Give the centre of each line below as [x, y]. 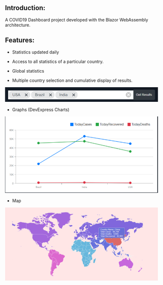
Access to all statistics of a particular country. [58, 61]
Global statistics [28, 71]
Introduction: [25, 8]
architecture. [18, 25]
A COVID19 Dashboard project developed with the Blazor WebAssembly [77, 19]
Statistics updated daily [35, 52]
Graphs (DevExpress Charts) [41, 110]
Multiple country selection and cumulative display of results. [72, 80]
